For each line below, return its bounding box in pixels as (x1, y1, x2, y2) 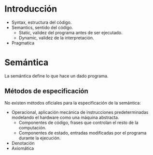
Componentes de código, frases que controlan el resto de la (18, 120, 139, 125)
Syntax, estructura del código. (11, 19, 72, 25)
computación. (18, 124, 46, 130)
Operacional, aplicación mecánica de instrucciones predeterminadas (11, 109, 149, 115)
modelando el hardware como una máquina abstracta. (11, 114, 119, 120)
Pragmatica (11, 40, 35, 46)
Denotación (11, 140, 35, 146)
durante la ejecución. (18, 135, 61, 141)
